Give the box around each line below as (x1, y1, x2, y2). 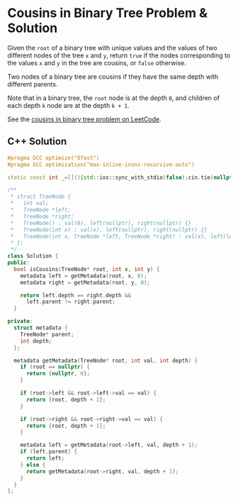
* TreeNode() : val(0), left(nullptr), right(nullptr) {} (10, 219, 192, 226)
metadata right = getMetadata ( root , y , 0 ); (20, 279, 151, 286)
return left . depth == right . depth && (20, 292, 132, 299)
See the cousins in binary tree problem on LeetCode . (7, 115, 161, 123)
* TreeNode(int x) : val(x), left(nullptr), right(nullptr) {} (10, 226, 208, 233)
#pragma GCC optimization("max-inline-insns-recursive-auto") (7, 161, 195, 168)
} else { (20, 461, 46, 468)
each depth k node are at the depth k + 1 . (7, 101, 130, 109)
